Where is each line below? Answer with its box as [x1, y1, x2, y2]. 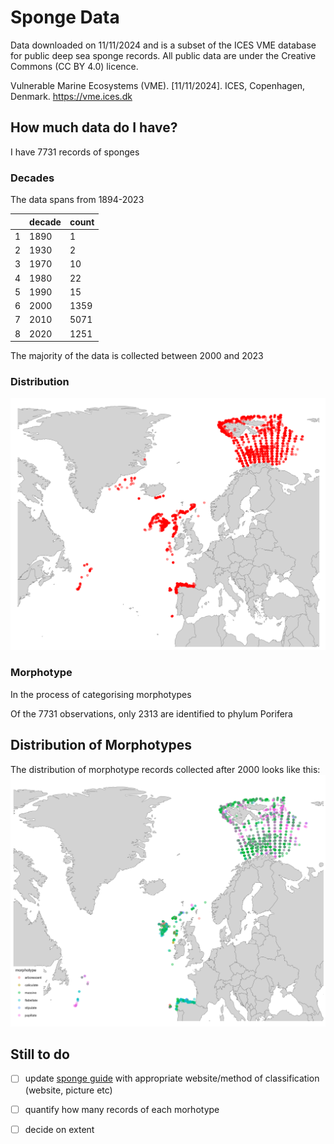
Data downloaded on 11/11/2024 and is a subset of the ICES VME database [10, 39, 317, 51]
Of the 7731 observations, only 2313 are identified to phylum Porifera [10, 707, 293, 720]
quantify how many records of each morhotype [24, 1103, 220, 1115]
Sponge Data [10, 6, 120, 29]
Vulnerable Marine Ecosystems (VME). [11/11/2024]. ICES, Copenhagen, [10, 79, 306, 91]
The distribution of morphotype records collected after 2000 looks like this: [10, 763, 321, 775]
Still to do [10, 1046, 70, 1063]
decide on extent [24, 1123, 95, 1135]
